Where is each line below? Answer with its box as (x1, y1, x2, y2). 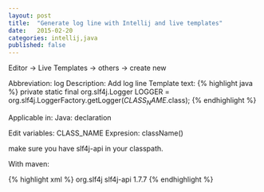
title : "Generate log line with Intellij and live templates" (8, 19, 223, 27)
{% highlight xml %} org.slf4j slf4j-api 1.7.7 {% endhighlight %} (8, 174, 214, 184)
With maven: (8, 159, 49, 168)
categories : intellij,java (8, 33, 98, 42)
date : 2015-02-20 (8, 26, 73, 34)
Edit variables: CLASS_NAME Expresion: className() (8, 128, 183, 138)
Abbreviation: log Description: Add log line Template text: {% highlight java (8, 79, 254, 88)
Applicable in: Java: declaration (8, 112, 112, 122)
